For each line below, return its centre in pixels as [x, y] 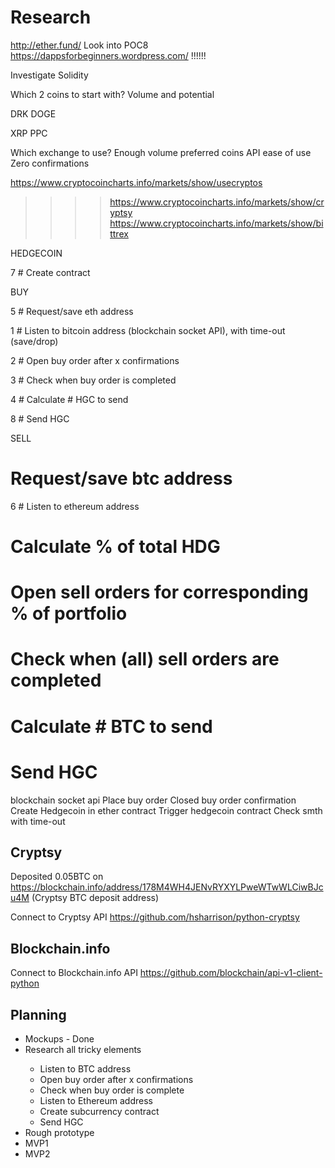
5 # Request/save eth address [72, 311]
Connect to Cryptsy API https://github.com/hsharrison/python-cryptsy [155, 917]
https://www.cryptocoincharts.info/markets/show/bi [216, 223]
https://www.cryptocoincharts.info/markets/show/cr [217, 202]
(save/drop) [34, 341]
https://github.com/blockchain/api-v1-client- [231, 973]
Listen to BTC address [85, 1069]
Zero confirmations [50, 163]
